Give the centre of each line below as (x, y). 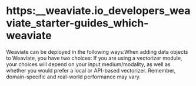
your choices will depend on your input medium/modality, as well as (88, 64)
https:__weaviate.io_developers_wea (98, 11)
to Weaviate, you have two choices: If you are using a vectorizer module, (94, 58)
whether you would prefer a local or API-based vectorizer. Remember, (91, 70)
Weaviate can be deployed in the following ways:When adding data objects (97, 51)
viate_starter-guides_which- (77, 23)
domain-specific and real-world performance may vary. (74, 77)
